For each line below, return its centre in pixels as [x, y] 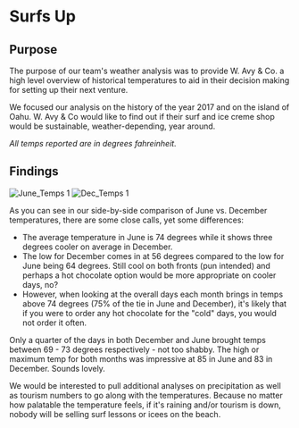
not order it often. [54, 323]
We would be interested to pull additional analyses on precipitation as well [145, 385]
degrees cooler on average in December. [97, 247]
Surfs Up [42, 17]
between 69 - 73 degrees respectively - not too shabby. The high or [134, 349]
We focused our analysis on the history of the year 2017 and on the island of [149, 107]
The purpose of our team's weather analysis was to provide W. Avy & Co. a [147, 71]
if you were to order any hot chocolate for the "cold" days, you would [149, 313]
